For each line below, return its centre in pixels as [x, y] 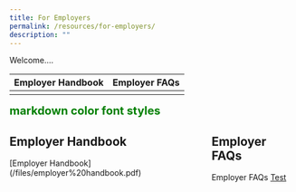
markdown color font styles [85, 111]
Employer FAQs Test [249, 178]
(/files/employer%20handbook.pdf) [76, 173]
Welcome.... [32, 61]
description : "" [40, 34]
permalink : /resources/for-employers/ [82, 26]
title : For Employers [50, 18]
